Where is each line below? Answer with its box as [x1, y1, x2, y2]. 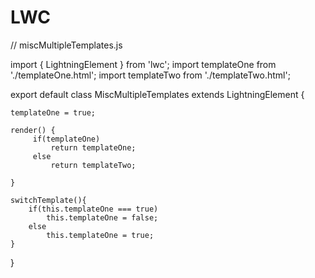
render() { [10, 125, 56, 135]
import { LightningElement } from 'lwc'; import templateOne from [10, 58, 277, 70]
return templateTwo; [50, 160, 137, 170]
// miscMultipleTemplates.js [10, 39, 123, 51]
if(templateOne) [32, 134, 101, 144]
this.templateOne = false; [46, 212, 159, 223]
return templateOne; [50, 142, 137, 153]
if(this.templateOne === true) [28, 204, 159, 214]
